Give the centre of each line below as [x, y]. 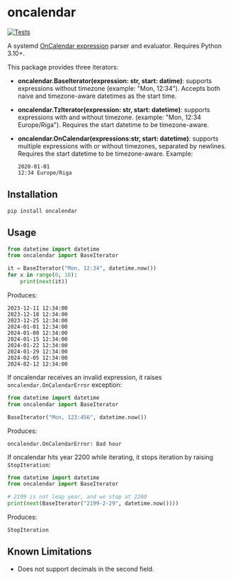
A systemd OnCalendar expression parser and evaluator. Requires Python [115, 45]
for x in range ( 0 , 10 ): [42, 275]
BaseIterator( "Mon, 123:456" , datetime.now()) [77, 417]
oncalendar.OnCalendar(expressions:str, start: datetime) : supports [118, 138]
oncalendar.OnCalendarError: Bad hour [64, 444]
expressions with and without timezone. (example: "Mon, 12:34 [109, 117]
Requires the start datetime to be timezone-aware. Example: [105, 153]
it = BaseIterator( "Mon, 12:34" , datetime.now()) [82, 268]
